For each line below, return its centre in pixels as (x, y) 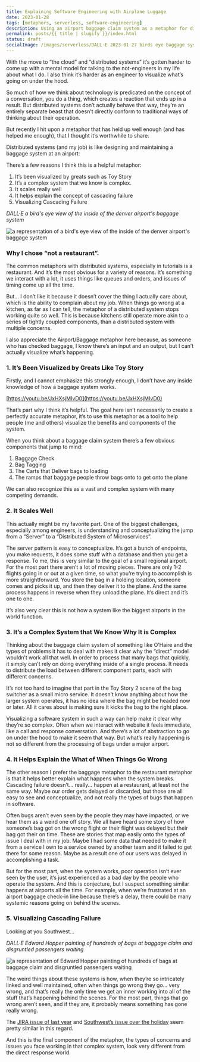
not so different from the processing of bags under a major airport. (88, 744)
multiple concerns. (29, 328)
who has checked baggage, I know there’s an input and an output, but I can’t (100, 346)
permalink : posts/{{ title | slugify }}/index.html (71, 34)
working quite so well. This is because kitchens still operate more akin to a (97, 316)
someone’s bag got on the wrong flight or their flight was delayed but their (97, 828)
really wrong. (22, 1010)
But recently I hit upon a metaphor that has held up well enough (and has (96, 129)
